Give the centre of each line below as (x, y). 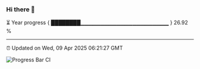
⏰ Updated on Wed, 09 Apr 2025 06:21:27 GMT (65, 48)
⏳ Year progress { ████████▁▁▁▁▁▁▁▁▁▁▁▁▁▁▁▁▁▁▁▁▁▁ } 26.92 (97, 22)
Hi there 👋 (21, 9)
